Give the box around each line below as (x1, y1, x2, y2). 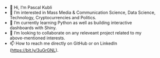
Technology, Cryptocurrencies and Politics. (9, 15, 96, 20)
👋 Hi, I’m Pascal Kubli (9, 5, 53, 10)
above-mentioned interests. (9, 35, 66, 41)
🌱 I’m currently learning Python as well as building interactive (9, 20, 132, 25)
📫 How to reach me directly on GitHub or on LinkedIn (9, 41, 118, 46)
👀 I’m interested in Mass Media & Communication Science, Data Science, (9, 10, 156, 15)
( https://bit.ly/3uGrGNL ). (9, 47, 59, 53)
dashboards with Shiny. (9, 25, 57, 31)
